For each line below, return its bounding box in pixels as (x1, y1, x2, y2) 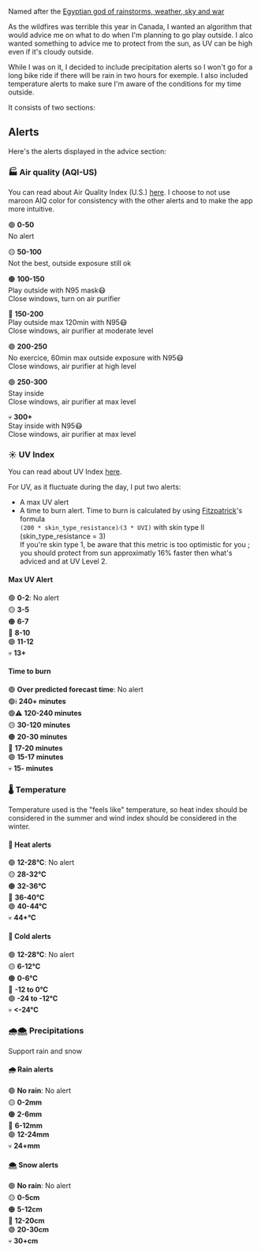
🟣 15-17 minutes (8, 752, 64, 762)
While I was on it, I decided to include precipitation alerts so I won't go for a (8, 62, 253, 72)
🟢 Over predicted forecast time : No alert (8, 684, 144, 694)
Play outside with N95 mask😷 (8, 285, 106, 295)
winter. (8, 822, 31, 831)
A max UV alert (19, 497, 69, 507)
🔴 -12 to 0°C (8, 985, 49, 994)
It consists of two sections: (8, 102, 96, 112)
